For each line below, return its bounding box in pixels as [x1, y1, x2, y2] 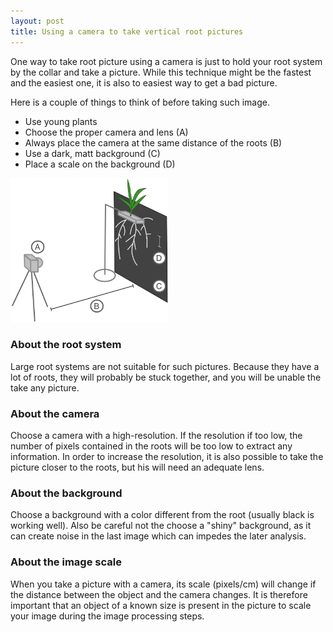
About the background [10, 486, 123, 500]
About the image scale [10, 555, 122, 569]
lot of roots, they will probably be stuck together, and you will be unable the [10, 371, 322, 383]
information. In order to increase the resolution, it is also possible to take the [10, 451, 324, 463]
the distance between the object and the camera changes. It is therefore [10, 588, 308, 600]
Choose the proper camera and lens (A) [24, 126, 189, 138]
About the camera [10, 406, 100, 420]
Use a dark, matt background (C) [24, 147, 161, 159]
